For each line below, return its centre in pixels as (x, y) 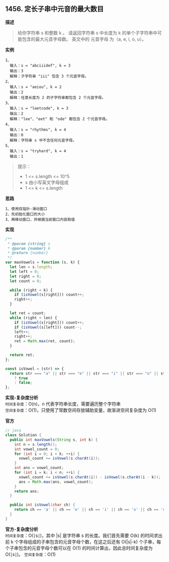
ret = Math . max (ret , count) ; (45, 341)
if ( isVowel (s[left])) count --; (48, 327)
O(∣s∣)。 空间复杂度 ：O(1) (31, 554)
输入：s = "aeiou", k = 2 (36, 87)
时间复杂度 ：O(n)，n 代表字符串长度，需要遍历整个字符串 (63, 404)
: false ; (23, 383)
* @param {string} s (29, 244)
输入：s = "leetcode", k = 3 (39, 108)
